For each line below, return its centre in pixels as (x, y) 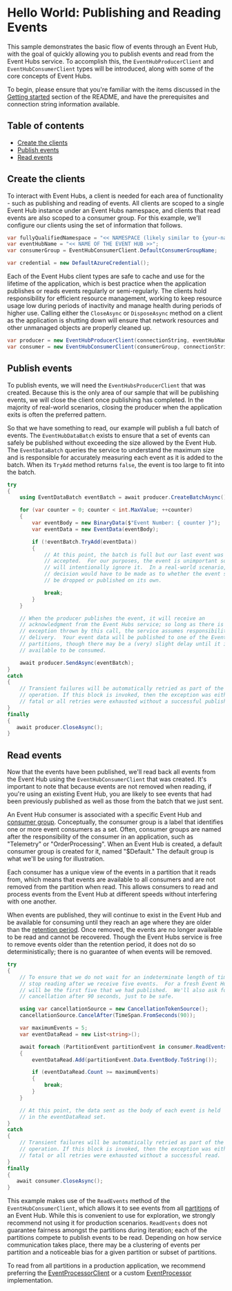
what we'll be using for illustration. (56, 859)
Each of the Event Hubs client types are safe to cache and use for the (106, 276)
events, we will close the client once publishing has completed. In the (106, 400)
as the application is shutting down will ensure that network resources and (113, 320)
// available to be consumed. (63, 650)
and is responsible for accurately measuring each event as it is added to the (115, 457)
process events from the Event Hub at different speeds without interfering (112, 895)
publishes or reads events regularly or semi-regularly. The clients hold (107, 291)
